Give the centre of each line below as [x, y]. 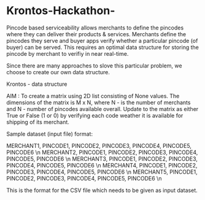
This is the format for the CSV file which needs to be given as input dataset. [102, 190]
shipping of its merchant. [38, 122]
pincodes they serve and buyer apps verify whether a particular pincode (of [102, 40]
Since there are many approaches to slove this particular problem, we [94, 66]
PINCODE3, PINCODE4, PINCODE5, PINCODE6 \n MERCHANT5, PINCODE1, [102, 172]
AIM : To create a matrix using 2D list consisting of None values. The [93, 96]
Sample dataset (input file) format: [50, 134]
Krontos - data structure [37, 84]
